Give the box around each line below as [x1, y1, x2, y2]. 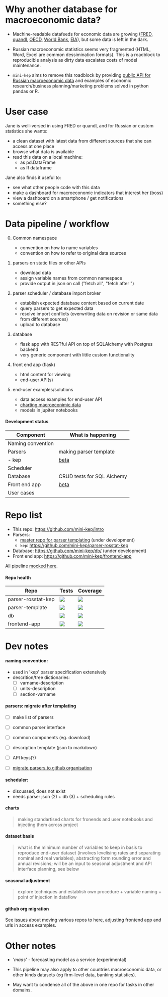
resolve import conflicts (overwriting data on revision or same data [20, 310, 158, 316]
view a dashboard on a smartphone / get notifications [12, 195, 124, 201]
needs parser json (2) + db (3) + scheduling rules [12, 793, 115, 799]
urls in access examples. [5, 922, 56, 928]
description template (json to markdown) [12, 745, 97, 751]
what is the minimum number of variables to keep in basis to [17, 844, 142, 850]
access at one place [12, 143, 54, 149]
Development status [5, 419, 49, 425]
